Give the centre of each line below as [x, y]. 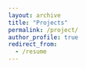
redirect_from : [33, 45]
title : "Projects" [38, 23]
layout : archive [34, 15]
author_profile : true [43, 37]
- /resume [31, 52]
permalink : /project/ [43, 30]
